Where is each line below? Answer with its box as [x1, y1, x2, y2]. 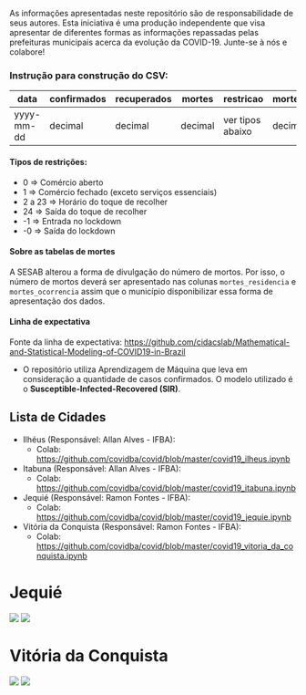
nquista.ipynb [36, 550, 88, 561]
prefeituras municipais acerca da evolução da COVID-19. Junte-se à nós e [9, 36, 288, 47]
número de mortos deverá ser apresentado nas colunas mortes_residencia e [9, 275, 297, 286]
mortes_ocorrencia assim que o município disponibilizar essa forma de [9, 285, 273, 296]
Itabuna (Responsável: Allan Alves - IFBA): [22, 462, 182, 473]
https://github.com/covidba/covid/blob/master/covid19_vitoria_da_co [36, 540, 294, 551]
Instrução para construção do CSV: [9, 68, 168, 81]
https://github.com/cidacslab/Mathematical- [124, 337, 290, 347]
